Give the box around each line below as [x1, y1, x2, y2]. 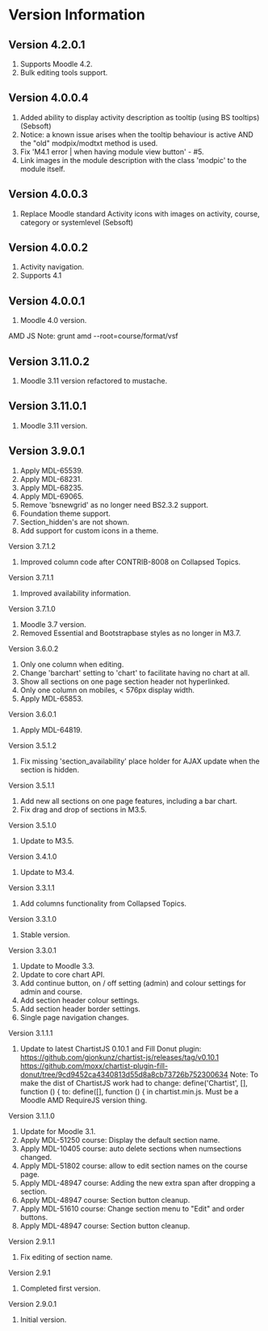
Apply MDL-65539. [19, 466, 84, 475]
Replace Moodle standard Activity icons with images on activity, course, [19, 208, 260, 219]
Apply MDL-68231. [19, 474, 83, 483]
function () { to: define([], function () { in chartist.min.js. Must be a [19, 1086, 239, 1096]
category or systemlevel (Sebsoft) [19, 217, 134, 227]
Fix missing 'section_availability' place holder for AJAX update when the [19, 756, 260, 766]
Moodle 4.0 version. [19, 316, 87, 325]
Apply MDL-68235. [19, 483, 84, 492]
